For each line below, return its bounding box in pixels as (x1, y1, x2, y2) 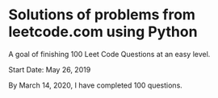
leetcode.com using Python (8, 22, 198, 41)
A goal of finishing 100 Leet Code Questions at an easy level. (8, 49, 211, 59)
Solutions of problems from (8, 6, 196, 24)
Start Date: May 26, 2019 (8, 64, 91, 74)
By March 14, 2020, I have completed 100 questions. (8, 80, 183, 90)
